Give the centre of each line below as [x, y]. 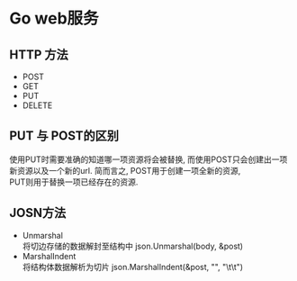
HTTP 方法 [39, 54]
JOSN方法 [38, 213]
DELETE [37, 105]
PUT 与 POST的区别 [64, 136]
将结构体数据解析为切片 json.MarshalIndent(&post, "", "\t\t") [133, 267]
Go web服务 [54, 18]
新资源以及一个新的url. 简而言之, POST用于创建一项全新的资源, [125, 170]
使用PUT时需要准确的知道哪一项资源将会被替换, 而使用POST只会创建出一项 [148, 159]
